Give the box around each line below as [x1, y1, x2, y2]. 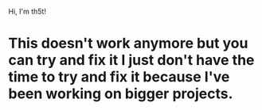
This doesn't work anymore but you [8, 35, 248, 52]
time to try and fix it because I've [8, 68, 230, 86]
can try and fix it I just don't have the [8, 51, 255, 70]
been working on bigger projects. [8, 85, 233, 103]
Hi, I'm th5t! [8, 7, 46, 16]
